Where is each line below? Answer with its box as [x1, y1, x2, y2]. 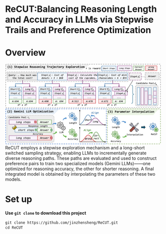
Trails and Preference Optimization [5, 25, 152, 36]
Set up [5, 194, 32, 205]
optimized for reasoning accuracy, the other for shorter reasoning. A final [5, 166, 154, 172]
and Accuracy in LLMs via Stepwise [5, 14, 154, 25]
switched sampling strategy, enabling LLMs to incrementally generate [5, 150, 147, 156]
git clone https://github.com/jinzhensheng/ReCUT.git [5, 220, 119, 226]
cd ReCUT [5, 225, 23, 231]
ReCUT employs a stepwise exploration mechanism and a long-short [5, 145, 145, 151]
